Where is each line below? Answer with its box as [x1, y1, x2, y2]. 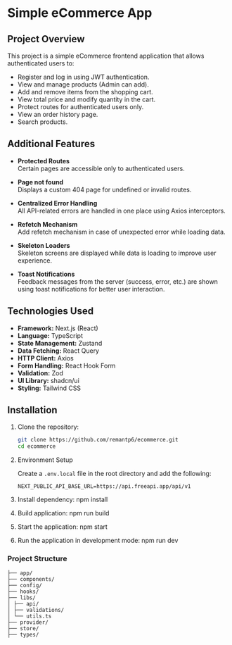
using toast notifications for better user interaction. [17, 284, 165, 293]
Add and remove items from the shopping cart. [17, 88, 153, 96]
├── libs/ [7, 594, 37, 601]
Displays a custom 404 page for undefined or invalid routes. [17, 185, 192, 194]
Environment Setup [17, 456, 74, 464]
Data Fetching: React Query [17, 346, 100, 355]
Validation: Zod [17, 368, 63, 377]
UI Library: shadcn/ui [17, 376, 79, 384]
